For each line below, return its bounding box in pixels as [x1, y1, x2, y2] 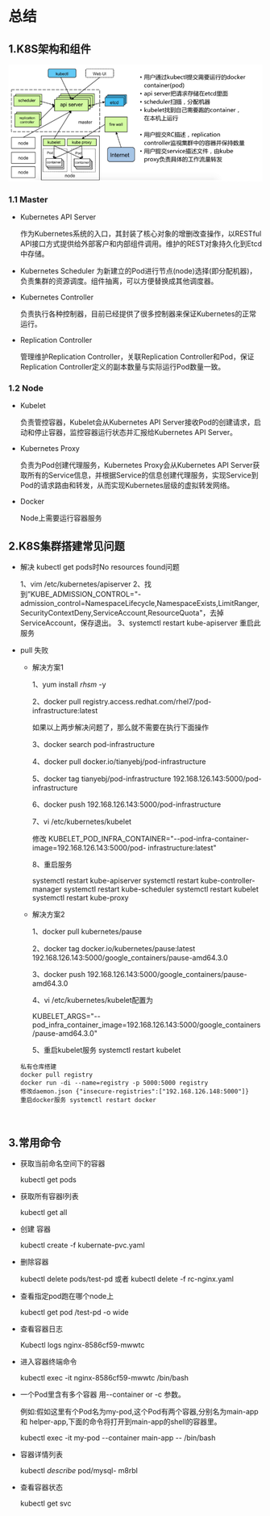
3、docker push [31, 970, 86, 979]
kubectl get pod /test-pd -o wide [19, 1308, 129, 1318]
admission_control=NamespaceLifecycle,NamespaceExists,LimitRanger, [19, 599, 260, 608]
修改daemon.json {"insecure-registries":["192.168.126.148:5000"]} [19, 1088, 250, 1096]
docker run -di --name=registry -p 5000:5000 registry [19, 1079, 209, 1088]
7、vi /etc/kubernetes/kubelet [31, 816, 131, 827]
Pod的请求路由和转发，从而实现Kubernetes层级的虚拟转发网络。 [19, 481, 235, 491]
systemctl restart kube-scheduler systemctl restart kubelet [63, 884, 260, 894]
